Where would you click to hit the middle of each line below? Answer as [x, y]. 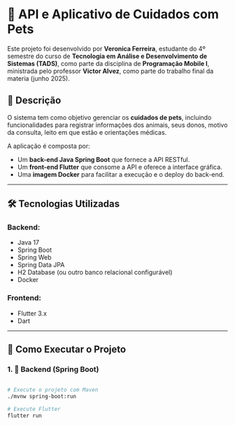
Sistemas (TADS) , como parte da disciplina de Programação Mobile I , [108, 63]
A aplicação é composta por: [49, 146]
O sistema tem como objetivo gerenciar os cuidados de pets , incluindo [109, 117]
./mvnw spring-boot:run [42, 397]
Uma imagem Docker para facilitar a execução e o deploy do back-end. [121, 174]
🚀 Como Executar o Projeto [67, 350]
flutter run [24, 416]
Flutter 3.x [32, 313]
